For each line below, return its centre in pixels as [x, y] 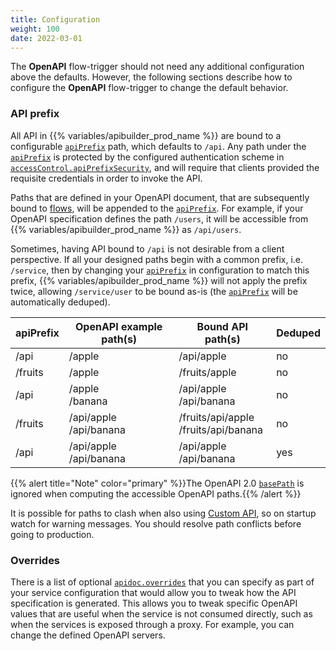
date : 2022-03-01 [46, 38]
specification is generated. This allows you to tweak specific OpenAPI [154, 603]
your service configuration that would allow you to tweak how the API [153, 592]
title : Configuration [55, 19]
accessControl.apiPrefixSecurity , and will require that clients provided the [165, 167]
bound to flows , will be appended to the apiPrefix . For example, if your [157, 208]
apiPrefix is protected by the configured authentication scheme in [147, 157]
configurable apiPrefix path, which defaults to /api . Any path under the [158, 146]
